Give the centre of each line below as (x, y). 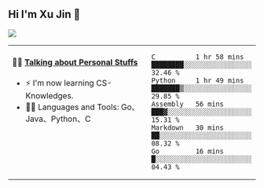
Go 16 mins (187, 151)
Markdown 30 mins (187, 127)
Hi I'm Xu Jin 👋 (44, 15)
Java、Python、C (58, 119)
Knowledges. (49, 96)
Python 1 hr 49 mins (198, 80)
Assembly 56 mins (187, 104)
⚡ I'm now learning (60, 83)
